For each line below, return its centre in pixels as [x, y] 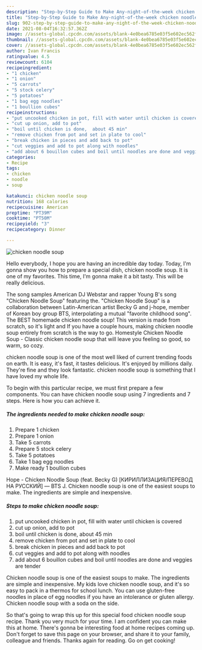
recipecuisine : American [37, 207]
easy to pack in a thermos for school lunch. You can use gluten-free [90, 590]
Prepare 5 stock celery [43, 449]
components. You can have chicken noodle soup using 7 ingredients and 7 [98, 394]
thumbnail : [20, 40]
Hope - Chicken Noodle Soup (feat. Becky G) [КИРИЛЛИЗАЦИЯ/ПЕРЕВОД [100, 479]
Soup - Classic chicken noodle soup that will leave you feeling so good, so [98, 339]
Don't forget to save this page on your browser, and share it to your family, [98, 634]
